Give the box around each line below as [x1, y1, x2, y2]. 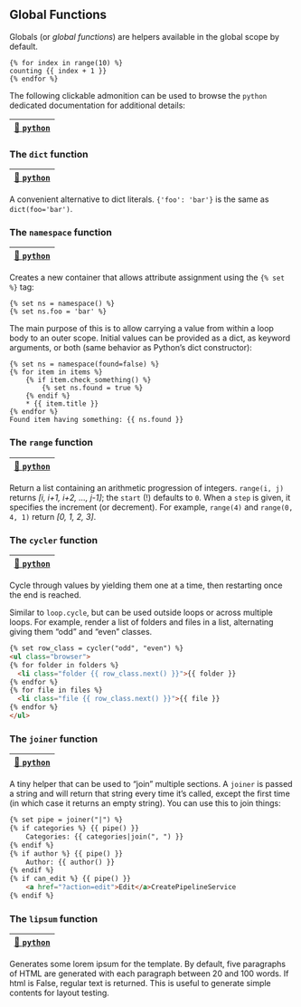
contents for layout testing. [9, 987, 110, 999]
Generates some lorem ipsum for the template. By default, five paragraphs [9, 959, 287, 970]
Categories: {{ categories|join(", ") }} [25, 832, 183, 841]
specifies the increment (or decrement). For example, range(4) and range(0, [9, 502, 294, 513]
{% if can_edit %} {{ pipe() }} [9, 874, 131, 884]
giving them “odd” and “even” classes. [9, 627, 153, 637]
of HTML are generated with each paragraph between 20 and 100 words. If [9, 968, 289, 979]
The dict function [9, 148, 89, 160]
